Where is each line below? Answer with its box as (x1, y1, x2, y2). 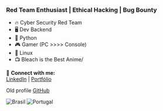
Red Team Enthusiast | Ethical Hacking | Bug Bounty (6, 6, 157, 14)
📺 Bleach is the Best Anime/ (14, 56, 84, 63)
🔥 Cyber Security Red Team (14, 19, 82, 26)
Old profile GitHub (6, 87, 50, 94)
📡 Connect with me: (6, 70, 56, 77)
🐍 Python (14, 34, 37, 41)
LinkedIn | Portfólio (6, 76, 52, 83)
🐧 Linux (14, 50, 33, 57)
